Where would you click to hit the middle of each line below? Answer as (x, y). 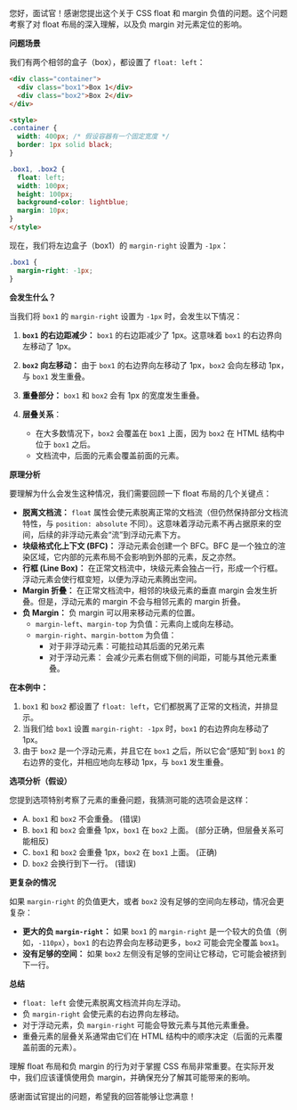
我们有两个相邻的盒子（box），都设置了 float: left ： (107, 62)
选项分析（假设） (40, 781)
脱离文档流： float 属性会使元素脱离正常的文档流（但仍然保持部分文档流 (155, 512)
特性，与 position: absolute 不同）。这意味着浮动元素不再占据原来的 (148, 523)
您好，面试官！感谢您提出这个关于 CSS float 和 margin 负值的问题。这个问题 (148, 13)
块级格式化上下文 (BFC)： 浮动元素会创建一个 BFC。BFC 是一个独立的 (150, 546)
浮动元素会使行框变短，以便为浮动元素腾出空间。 (112, 579)
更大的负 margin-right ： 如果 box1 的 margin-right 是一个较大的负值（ (151, 931)
